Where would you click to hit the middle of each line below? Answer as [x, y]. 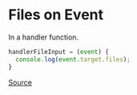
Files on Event [56, 15]
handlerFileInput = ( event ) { [59, 52]
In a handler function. [43, 37]
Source [20, 82]
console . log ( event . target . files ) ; [73, 59]
